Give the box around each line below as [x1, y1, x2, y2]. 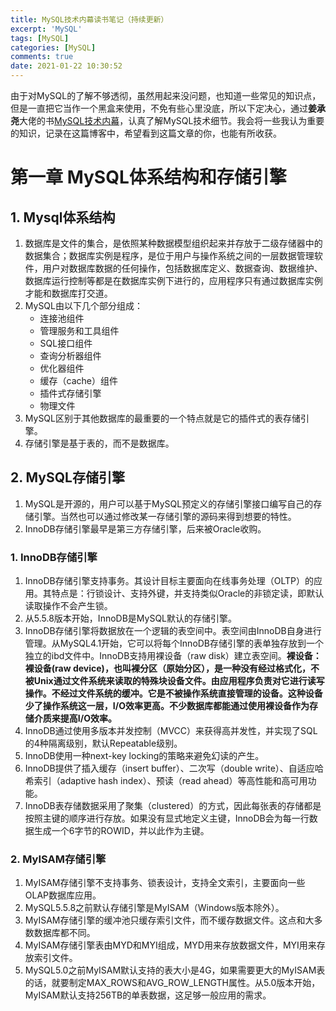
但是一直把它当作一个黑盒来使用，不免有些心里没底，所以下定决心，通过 [10, 102, 308, 114]
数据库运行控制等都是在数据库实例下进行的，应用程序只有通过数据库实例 [24, 275, 323, 286]
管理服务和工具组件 [39, 325, 120, 336]
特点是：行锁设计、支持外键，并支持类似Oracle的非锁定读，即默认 [51, 587, 325, 600]
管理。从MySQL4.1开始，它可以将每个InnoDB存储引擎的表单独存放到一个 [24, 637, 325, 650]
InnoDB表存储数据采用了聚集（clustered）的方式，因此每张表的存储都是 [24, 800, 322, 812]
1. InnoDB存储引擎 [10, 550, 98, 564]
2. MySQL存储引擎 [10, 469, 125, 486]
